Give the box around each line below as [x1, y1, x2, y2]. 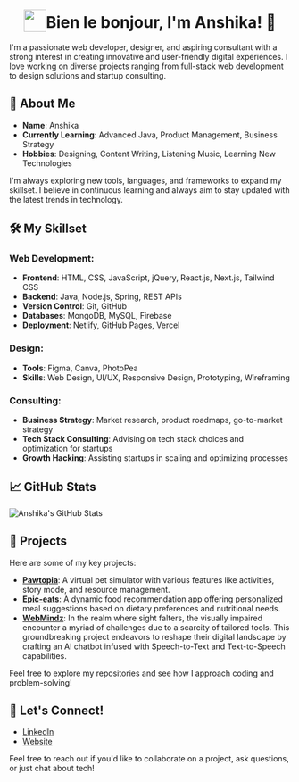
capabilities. [21, 650, 67, 661]
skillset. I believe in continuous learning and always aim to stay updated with [9, 184, 290, 195]
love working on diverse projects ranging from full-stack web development [9, 61, 284, 71]
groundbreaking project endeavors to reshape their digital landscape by [21, 631, 287, 642]
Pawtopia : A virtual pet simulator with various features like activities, [21, 574, 275, 585]
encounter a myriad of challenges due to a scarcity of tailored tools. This [21, 621, 290, 633]
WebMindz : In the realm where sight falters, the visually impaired [21, 612, 263, 623]
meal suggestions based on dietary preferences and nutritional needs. [21, 603, 281, 613]
